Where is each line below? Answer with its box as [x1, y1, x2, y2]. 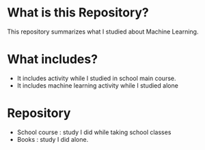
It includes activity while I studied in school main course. [16, 74, 176, 82]
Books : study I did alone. [16, 135, 89, 143]
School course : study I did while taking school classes [16, 128, 172, 136]
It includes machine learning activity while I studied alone [16, 81, 179, 90]
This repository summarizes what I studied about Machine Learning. [7, 27, 199, 36]
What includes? [7, 51, 98, 67]
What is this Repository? [7, 5, 149, 21]
